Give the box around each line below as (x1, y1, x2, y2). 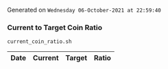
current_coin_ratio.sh (7, 38, 72, 45)
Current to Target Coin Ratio (7, 23, 103, 32)
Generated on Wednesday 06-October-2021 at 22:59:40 (7, 6, 161, 14)
